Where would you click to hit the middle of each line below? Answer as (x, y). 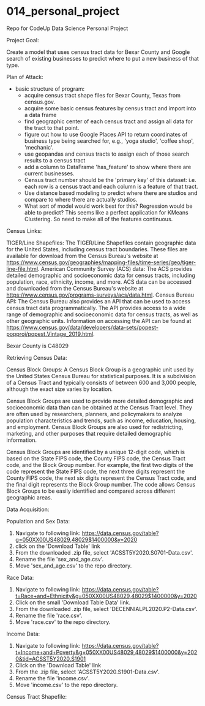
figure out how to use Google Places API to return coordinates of (106, 134)
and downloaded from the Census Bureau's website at (75, 288)
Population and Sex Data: (38, 521)
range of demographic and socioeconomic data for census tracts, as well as (102, 314)
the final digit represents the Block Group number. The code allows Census (101, 484)
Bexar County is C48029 (38, 346)
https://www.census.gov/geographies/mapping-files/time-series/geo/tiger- (101, 262)
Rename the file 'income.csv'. (52, 678)
